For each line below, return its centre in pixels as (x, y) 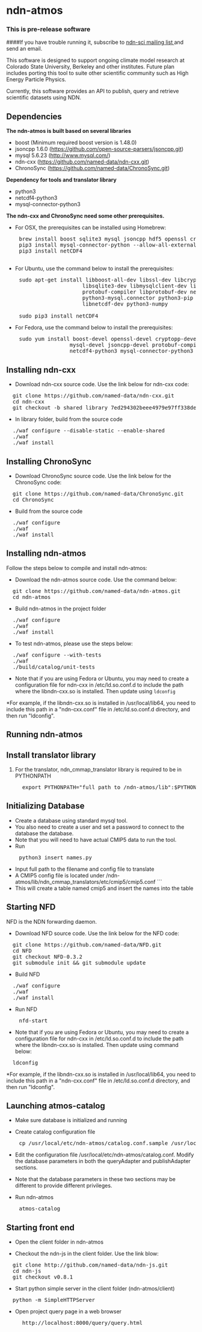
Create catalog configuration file (55, 1132)
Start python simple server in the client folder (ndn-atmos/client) (95, 1289)
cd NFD (22, 950)
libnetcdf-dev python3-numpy (125, 304)
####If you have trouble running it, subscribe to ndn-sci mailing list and (95, 42)
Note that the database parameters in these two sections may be (95, 1179)
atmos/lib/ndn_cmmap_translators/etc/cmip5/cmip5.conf (85, 882)
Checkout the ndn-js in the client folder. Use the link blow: (87, 1254)
